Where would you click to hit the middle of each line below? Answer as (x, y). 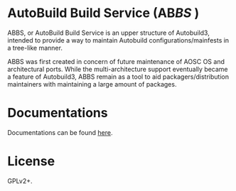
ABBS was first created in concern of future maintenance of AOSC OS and (116, 61)
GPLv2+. (20, 181)
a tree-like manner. (35, 48)
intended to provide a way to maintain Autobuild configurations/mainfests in (118, 40)
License (31, 162)
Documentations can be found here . (60, 132)
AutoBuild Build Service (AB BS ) (103, 13)
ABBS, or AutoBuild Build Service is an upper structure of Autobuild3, (108, 33)
